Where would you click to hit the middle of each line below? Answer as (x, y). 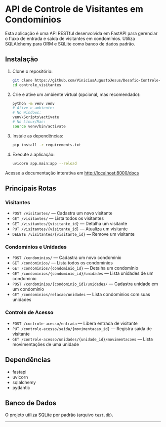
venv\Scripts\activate (36, 117)
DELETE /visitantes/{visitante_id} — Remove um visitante (73, 234)
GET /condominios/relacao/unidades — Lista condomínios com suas (81, 295)
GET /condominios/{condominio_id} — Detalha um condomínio (75, 268)
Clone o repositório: (32, 71)
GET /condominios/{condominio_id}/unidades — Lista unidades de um (83, 273)
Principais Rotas (31, 188)
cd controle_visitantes (37, 85)
